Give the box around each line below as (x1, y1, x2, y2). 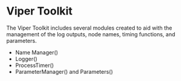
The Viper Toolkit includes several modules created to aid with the (6, 24, 172, 31)
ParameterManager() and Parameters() (15, 68, 113, 75)
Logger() (15, 55, 38, 62)
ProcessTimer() (15, 62, 54, 69)
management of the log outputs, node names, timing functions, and (6, 30, 176, 37)
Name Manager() (15, 48, 59, 56)
